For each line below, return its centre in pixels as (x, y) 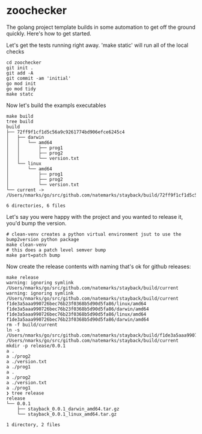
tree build (20, 121)
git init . (20, 68)
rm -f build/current (32, 325)
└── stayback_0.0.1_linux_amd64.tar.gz (67, 414)
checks (15, 51)
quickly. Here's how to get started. (49, 33)
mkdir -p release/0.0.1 (36, 346)
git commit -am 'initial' (38, 78)
